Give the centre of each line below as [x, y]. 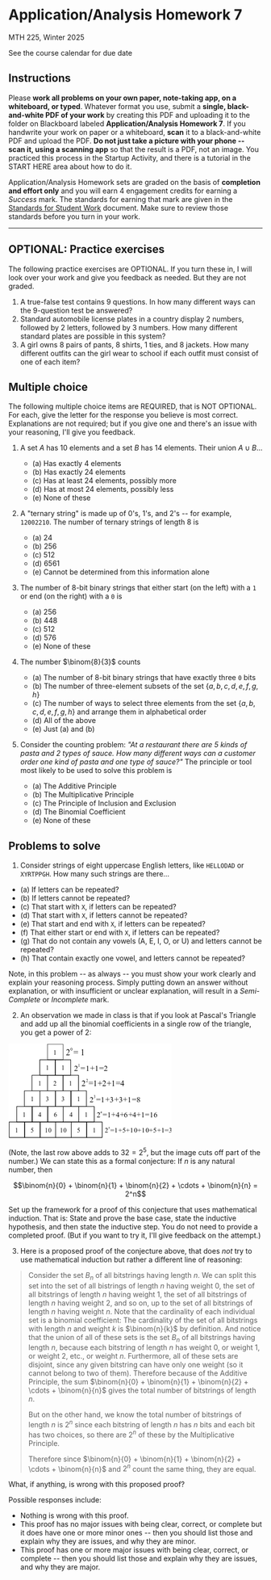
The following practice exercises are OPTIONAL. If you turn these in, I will [130, 269]
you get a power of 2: [56, 1032]
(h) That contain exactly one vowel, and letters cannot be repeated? [133, 958]
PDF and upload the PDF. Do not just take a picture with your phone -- [127, 141]
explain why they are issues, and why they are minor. [108, 1541]
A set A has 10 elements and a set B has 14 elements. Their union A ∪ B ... [141, 448]
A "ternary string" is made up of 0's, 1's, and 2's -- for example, [126, 514]
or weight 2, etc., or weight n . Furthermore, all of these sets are [133, 1356]
